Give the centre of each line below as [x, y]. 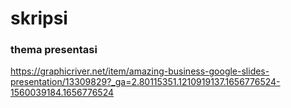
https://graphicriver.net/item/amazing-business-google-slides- [140, 71]
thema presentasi [54, 50]
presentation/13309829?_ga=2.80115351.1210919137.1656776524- [145, 82]
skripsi [39, 18]
